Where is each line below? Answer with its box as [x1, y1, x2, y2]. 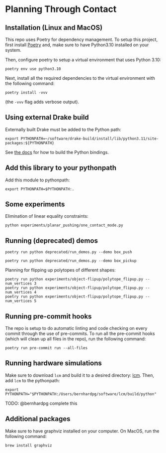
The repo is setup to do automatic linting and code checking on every [5, 325, 148, 331]
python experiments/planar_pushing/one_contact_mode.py [5, 223, 123, 228]
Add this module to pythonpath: [5, 177, 70, 183]
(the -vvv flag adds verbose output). [5, 99, 80, 105]
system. [5, 47, 21, 53]
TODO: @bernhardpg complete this [5, 400, 78, 406]
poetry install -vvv [5, 90, 48, 95]
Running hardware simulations [5, 359, 102, 367]
